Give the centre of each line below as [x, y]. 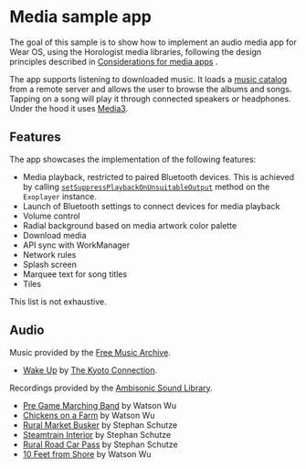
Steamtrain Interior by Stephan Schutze [97, 434]
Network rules [49, 254]
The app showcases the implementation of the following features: [133, 159]
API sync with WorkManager [76, 245]
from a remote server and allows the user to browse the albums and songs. [151, 89]
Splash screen [50, 264]
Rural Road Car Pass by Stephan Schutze [100, 444]
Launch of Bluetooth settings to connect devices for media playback [151, 206]
